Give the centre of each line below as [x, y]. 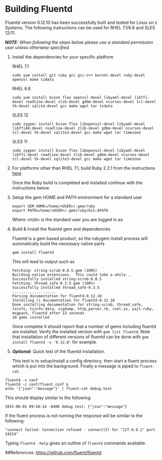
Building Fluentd [39, 9]
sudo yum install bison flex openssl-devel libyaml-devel [72, 97]
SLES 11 [20, 141]
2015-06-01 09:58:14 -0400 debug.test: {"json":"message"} [66, 406]
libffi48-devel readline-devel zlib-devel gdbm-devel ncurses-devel [83, 128]
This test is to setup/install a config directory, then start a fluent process [84, 361]
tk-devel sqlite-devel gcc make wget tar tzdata [62, 106]
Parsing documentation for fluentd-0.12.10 [57, 296]
